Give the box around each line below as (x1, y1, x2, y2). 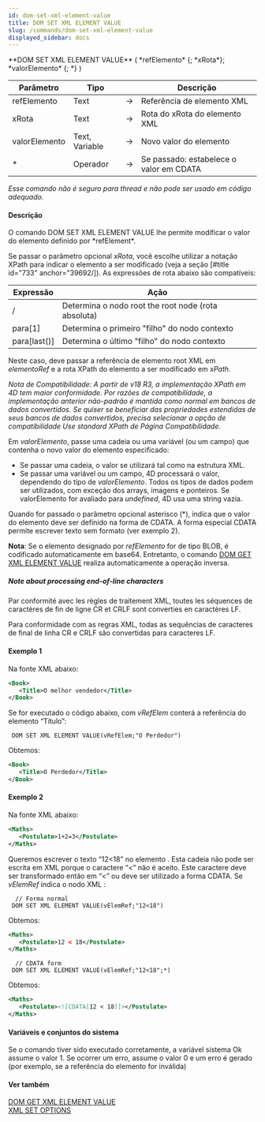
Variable (73, 141, 104, 152)
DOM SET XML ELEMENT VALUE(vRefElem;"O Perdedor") (11, 731, 181, 740)
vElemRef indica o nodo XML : (8, 879, 106, 888)
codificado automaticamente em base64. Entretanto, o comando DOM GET (8, 550, 252, 559)
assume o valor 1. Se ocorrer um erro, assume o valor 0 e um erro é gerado (8, 1053, 252, 1063)
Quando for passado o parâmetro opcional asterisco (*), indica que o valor (8, 510, 251, 519)
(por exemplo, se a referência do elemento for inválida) (8, 1062, 187, 1072)
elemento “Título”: (8, 716, 67, 726)
